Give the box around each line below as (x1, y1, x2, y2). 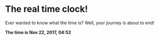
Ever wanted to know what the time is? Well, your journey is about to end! (5, 20, 155, 26)
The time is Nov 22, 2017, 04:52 (5, 29, 72, 35)
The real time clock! (5, 3, 88, 15)
